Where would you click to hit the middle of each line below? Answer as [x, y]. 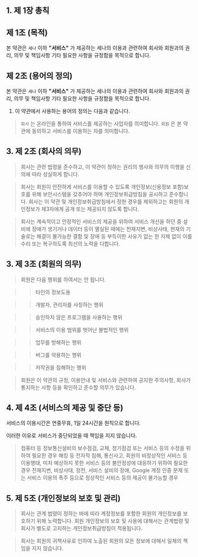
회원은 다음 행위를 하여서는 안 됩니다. [63, 279]
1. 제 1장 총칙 [28, 11]
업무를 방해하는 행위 [58, 342]
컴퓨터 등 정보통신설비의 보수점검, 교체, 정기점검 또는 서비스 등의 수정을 [103, 448]
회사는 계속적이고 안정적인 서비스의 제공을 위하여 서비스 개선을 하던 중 [101, 221]
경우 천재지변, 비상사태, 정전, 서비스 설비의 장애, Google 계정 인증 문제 [102, 470]
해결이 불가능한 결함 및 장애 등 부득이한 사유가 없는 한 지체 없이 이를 [114, 236]
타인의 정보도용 [53, 292]
